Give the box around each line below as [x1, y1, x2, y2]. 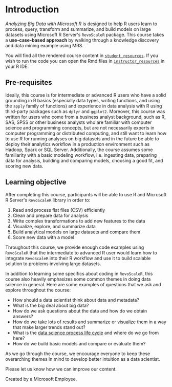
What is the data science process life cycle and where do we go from [12, 329, 159, 336]
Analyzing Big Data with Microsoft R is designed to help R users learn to [5, 21, 158, 27]
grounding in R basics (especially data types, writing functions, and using [5, 97, 160, 103]
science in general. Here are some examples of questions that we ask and [5, 281, 161, 287]
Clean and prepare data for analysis [12, 212, 89, 218]
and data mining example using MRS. [5, 42, 83, 48]
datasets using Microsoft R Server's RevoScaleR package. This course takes [5, 31, 164, 38]
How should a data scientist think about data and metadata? [12, 297, 140, 303]
